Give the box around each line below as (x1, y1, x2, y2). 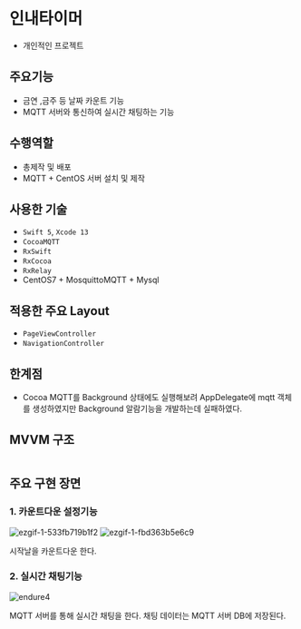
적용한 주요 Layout (9, 303, 111, 319)
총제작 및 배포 (22, 161, 72, 172)
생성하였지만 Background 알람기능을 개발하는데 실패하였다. (32, 403, 243, 414)
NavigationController (22, 339, 104, 349)
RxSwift (22, 247, 52, 257)
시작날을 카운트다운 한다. (9, 545, 97, 556)
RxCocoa (22, 257, 52, 266)
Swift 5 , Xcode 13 (22, 226, 89, 237)
